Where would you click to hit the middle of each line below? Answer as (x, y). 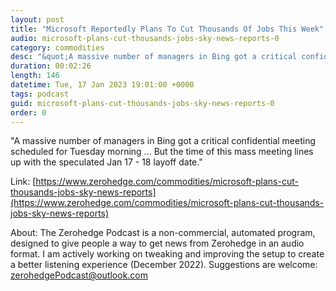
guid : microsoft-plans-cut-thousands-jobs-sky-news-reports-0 (142, 103)
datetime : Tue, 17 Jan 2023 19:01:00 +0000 (102, 85)
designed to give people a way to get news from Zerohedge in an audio (157, 243)
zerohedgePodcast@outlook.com (79, 275)
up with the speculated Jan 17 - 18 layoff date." (106, 162)
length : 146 (35, 76)
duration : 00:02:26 (51, 66)
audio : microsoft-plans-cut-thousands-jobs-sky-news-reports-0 (145, 38)
